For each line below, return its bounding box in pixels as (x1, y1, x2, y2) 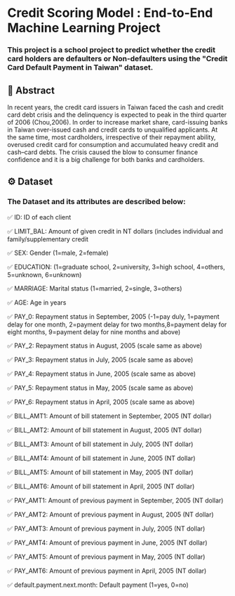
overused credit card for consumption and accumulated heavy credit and (7, 140, 219, 148)
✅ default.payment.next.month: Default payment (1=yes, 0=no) (7, 581, 189, 589)
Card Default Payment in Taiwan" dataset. (7, 63, 154, 72)
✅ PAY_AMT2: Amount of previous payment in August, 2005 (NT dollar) (7, 510, 214, 519)
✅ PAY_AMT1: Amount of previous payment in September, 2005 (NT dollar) (7, 496, 224, 505)
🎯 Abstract (7, 84, 55, 96)
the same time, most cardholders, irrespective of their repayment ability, (7, 132, 216, 141)
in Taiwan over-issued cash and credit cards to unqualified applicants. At (7, 125, 218, 134)
